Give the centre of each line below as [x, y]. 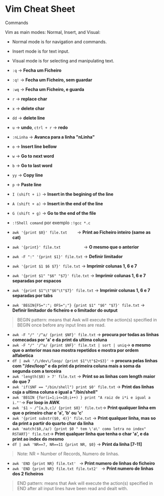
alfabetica [23, 355]
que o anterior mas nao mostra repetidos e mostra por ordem [75, 350]
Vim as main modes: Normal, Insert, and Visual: [53, 32]
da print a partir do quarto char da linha [53, 423]
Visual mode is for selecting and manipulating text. [63, 60]
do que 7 [21, 381]
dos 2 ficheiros [28, 473]
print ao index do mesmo [38, 439]
